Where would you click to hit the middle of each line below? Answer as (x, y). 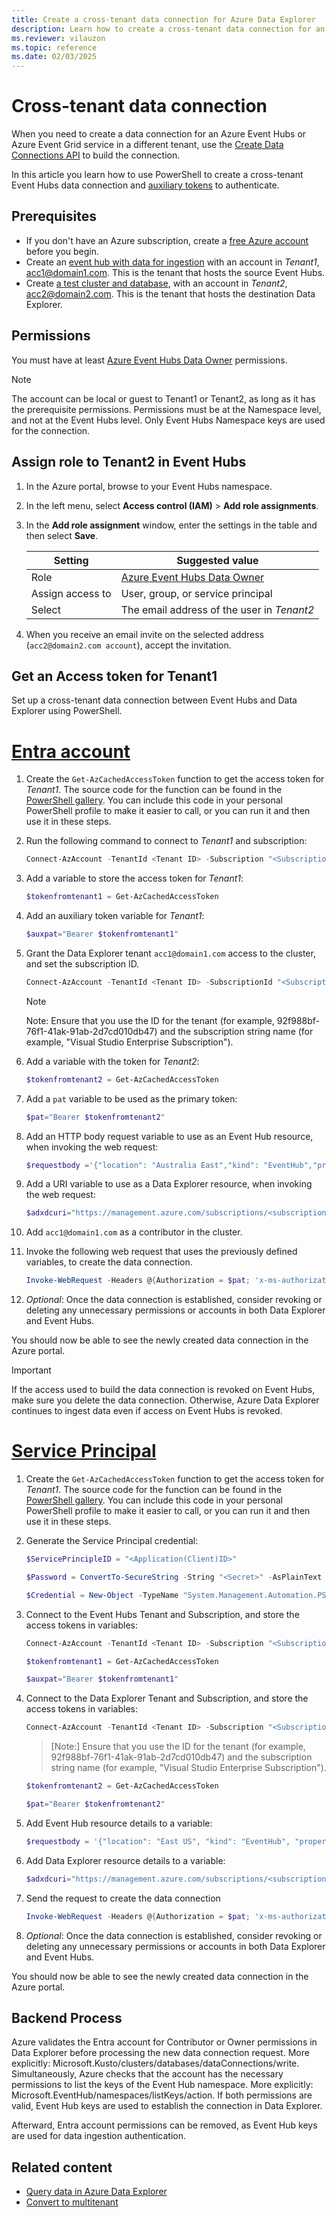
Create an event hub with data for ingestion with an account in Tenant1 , (172, 262)
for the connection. (51, 430)
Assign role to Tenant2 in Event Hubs (129, 462)
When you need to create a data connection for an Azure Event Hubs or (159, 134)
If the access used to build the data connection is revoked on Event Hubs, (163, 1390)
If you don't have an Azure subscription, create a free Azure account (167, 240)
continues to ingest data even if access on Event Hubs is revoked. (147, 1411)
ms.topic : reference (54, 47)
